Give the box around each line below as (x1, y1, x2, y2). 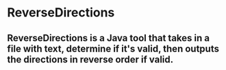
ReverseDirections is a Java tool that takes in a (7, 32, 210, 44)
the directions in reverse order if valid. (7, 54, 174, 65)
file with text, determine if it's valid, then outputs (7, 43, 219, 54)
